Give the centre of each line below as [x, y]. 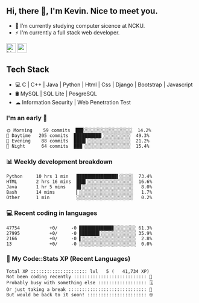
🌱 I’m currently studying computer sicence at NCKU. [80, 25]
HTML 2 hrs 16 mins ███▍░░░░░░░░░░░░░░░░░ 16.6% [79, 182]
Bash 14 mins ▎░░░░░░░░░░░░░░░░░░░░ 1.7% [79, 193]
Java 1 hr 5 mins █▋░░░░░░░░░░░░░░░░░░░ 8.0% [79, 187]
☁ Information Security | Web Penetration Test [73, 102]
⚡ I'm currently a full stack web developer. [67, 32]
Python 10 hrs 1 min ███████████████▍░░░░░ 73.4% [79, 177]
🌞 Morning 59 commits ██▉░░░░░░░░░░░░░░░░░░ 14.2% [79, 130]
